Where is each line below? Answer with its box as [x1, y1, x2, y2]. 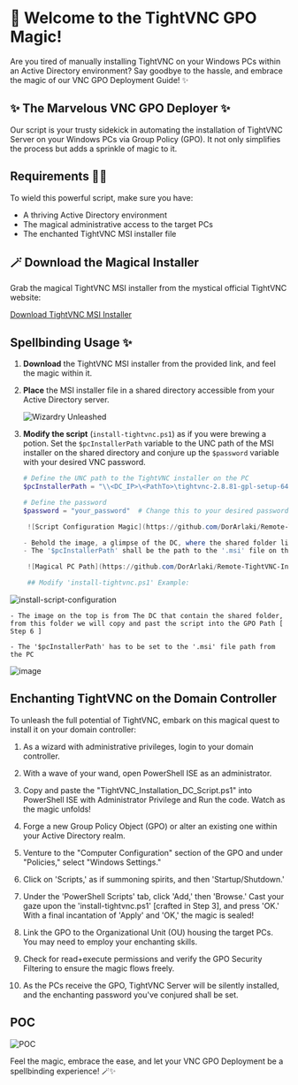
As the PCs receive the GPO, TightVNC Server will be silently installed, [22, 980, 279, 990]
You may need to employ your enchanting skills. [22, 936, 198, 947]
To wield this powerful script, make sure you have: [10, 192, 194, 202]
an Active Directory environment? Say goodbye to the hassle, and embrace [10, 65, 284, 76]
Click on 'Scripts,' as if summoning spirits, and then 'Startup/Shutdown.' [22, 874, 286, 884]
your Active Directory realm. [22, 830, 126, 841]
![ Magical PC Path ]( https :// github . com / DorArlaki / [27, 562, 218, 571]
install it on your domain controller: [10, 724, 136, 735]
